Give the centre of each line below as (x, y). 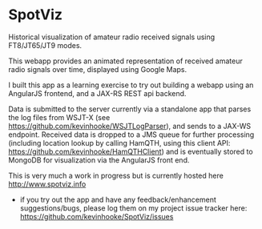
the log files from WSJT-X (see (59, 117)
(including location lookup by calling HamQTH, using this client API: (119, 143)
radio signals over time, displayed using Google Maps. (98, 69)
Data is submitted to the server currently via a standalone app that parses (130, 109)
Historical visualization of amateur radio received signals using (112, 37)
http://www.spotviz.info (47, 184)
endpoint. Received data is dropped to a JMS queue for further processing (131, 135)
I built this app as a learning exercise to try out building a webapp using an (131, 85)
